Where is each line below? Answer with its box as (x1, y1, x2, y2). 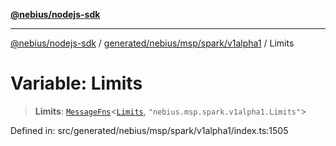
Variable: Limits (10, 72, 143, 95)
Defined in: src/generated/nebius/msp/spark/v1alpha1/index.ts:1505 (10, 124, 289, 136)
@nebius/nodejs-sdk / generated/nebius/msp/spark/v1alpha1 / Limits (10, 37, 295, 49)
